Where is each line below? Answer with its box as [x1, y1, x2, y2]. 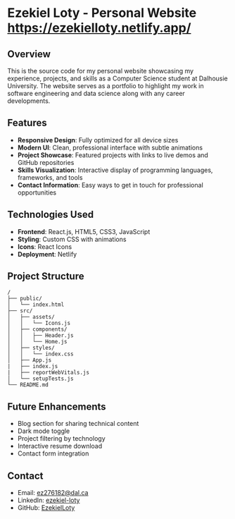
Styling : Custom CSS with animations [17, 235, 127, 243]
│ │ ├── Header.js [7, 332, 74, 339]
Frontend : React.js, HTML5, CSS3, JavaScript [17, 227, 151, 236]
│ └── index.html [7, 301, 65, 308]
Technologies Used [7, 209, 94, 221]
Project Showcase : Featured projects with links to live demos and [17, 150, 209, 159]
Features [7, 117, 47, 129]
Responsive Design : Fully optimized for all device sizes [17, 135, 179, 144]
